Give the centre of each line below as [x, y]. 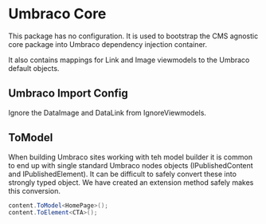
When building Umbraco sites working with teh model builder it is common [131, 157]
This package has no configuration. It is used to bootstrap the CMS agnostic [133, 36]
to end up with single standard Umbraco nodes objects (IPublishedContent [131, 165]
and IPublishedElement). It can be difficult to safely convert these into [123, 174]
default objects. [34, 68]
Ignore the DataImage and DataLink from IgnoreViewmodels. [108, 112]
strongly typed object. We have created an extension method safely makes [131, 182]
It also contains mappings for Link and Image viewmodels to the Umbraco [129, 60]
